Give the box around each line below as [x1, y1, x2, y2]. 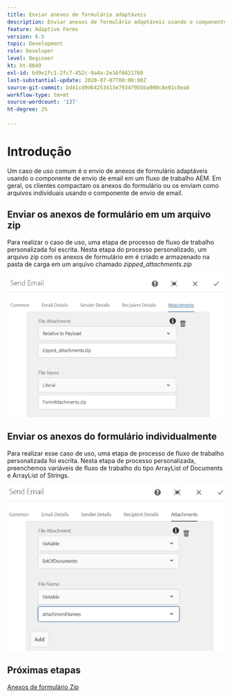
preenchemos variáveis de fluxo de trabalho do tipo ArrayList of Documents [7, 464, 223, 472]
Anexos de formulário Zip [7, 683, 79, 691]
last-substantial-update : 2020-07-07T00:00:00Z [7, 77, 147, 84]
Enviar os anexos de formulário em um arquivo [7, 209, 211, 220]
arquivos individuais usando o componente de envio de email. [7, 189, 183, 197]
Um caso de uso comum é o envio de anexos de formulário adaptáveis [7, 167, 209, 175]
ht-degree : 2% [7, 106, 48, 113]
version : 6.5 [7, 33, 45, 40]
